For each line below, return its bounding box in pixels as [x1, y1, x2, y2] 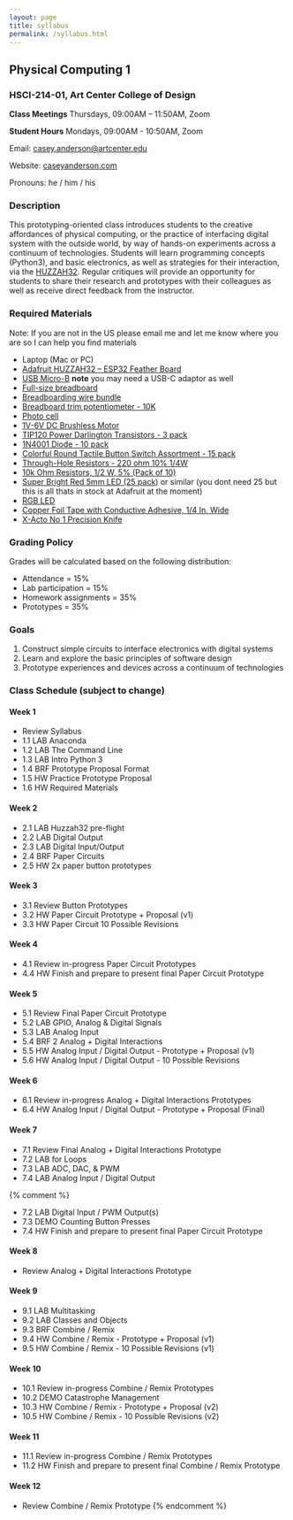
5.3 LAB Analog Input [21, 1027, 100, 1038]
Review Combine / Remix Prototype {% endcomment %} [21, 1501, 228, 1511]
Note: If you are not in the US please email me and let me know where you [9, 327, 279, 338]
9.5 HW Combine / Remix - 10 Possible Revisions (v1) [21, 1343, 214, 1354]
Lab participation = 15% [21, 582, 109, 593]
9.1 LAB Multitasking [21, 1306, 95, 1316]
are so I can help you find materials [9, 337, 137, 348]
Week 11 [9, 1431, 40, 1442]
